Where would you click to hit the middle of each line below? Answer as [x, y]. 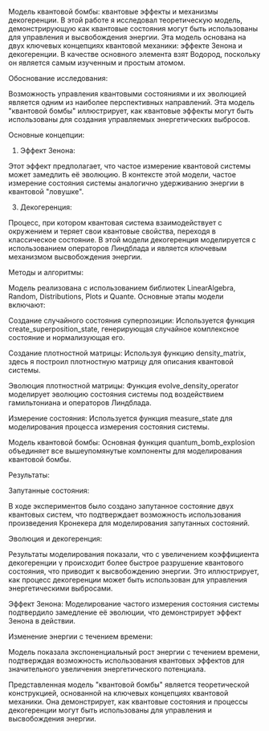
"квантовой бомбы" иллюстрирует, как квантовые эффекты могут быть [131, 111]
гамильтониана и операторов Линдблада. [80, 403]
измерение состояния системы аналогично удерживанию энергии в [126, 183]
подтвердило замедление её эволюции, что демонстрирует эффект [125, 612]
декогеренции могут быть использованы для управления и [110, 710]
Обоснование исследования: [58, 78]
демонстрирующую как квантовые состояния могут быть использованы [133, 28]
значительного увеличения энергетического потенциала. [107, 669]
